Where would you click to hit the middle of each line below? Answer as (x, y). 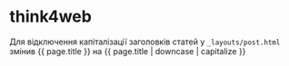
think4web (51, 17)
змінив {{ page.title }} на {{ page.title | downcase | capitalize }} (128, 51)
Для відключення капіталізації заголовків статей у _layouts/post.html (145, 42)
